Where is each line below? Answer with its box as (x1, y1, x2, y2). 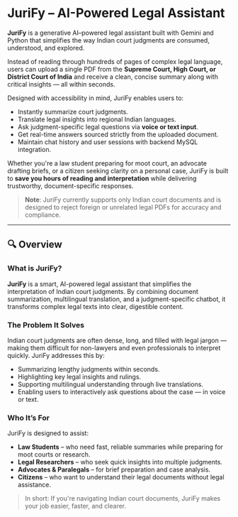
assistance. (17, 481, 52, 489)
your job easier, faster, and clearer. (24, 502, 127, 511)
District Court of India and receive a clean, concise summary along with (7, 72, 218, 81)
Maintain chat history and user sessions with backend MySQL (17, 137, 198, 146)
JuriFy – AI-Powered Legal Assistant (7, 5, 225, 21)
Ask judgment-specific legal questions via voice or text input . (17, 122, 198, 131)
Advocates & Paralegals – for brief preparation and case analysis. (17, 465, 211, 474)
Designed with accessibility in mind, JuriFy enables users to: (7, 94, 184, 102)
